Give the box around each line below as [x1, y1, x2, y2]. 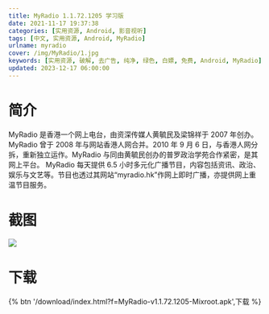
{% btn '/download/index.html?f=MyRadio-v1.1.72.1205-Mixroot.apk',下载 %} [8, 296, 262, 306]
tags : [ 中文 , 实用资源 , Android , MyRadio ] [8, 34, 146, 43]
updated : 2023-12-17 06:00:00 [8, 64, 110, 72]
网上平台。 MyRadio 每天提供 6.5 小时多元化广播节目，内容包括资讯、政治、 [8, 159, 260, 169]
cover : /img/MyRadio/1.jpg [8, 49, 99, 57]
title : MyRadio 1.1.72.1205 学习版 [8, 11, 124, 20]
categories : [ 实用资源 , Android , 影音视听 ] [8, 27, 147, 35]
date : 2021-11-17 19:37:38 [8, 19, 99, 27]
